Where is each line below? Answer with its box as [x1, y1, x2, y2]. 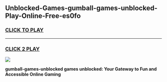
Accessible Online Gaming [5, 71, 61, 77]
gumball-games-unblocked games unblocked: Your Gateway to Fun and [5, 66, 157, 72]
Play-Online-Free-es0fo [5, 12, 81, 20]
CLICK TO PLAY [5, 27, 44, 34]
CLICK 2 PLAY [5, 45, 40, 52]
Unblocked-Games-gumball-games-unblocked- [5, 4, 158, 12]
